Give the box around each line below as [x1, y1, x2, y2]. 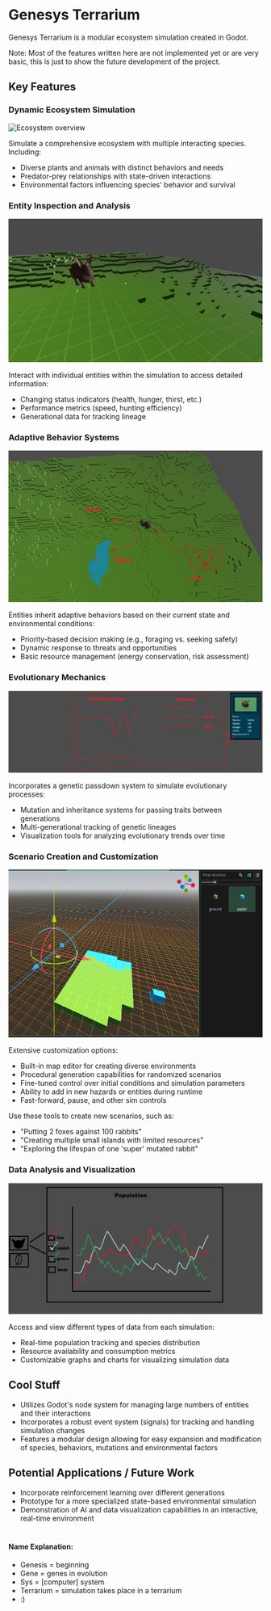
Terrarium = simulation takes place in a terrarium [19, 1585, 182, 1595]
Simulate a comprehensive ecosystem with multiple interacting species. [8, 138, 247, 148]
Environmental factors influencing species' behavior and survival [19, 179, 236, 189]
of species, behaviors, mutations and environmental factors [19, 1442, 219, 1452]
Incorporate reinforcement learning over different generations [19, 1487, 226, 1497]
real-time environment [19, 1513, 94, 1523]
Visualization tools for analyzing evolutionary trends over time [19, 831, 226, 840]
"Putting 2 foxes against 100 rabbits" [19, 1127, 143, 1137]
